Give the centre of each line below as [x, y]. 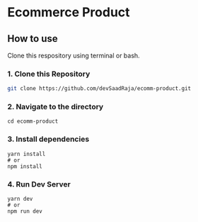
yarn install [27, 154]
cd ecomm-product [33, 121]
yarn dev [20, 199]
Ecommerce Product [69, 12]
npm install [25, 166]
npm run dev [25, 211]
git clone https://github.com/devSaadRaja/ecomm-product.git [99, 89]
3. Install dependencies [48, 139]
